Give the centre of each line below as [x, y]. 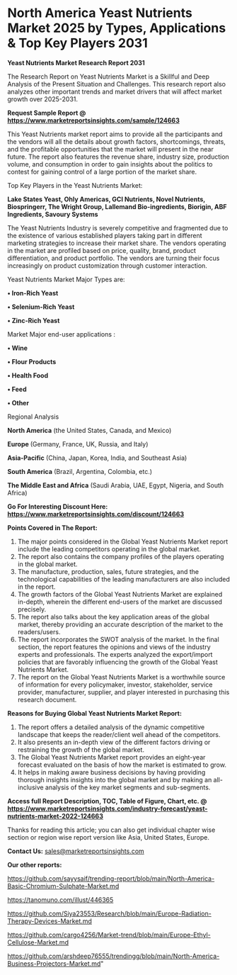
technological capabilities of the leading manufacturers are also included [123, 579]
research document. [47, 699]
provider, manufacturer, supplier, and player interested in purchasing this [123, 692]
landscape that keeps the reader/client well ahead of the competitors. [119, 734]
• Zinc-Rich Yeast [34, 320]
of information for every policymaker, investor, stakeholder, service [115, 684]
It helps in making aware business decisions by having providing [111, 772]
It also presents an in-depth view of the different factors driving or [114, 742]
